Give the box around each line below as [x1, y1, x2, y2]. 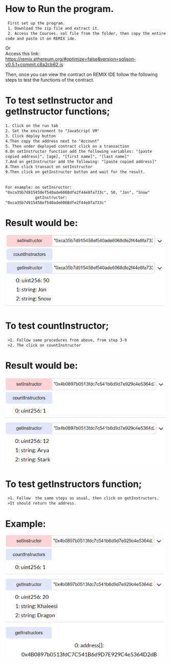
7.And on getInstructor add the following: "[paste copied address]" [5, 159, 157, 164]
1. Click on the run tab [5, 123, 58, 128]
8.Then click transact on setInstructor [5, 164, 93, 169]
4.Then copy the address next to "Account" [5, 138, 100, 144]
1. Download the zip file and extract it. [7, 26, 100, 31]
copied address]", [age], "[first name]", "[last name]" [5, 154, 130, 159]
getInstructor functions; [5, 106, 110, 117]
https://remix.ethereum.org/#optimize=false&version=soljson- [5, 56, 136, 62]
